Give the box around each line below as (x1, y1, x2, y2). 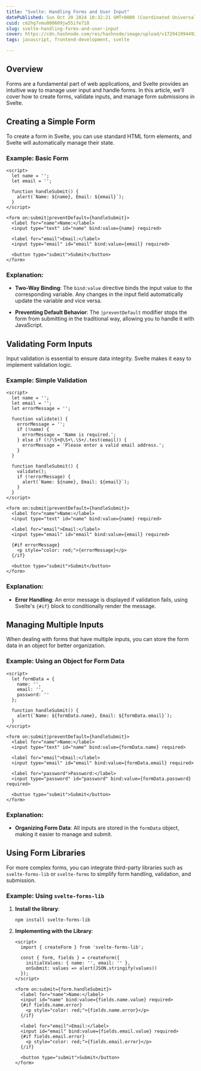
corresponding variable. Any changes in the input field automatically (14, 291, 184, 298)
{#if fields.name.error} (20, 1002, 83, 1009)
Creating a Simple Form (6, 116, 96, 127)
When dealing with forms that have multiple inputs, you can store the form (6, 636, 189, 643)
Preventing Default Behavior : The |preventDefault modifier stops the (14, 309, 187, 316)
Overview (6, 64, 44, 74)
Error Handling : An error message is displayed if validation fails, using (14, 596, 188, 603)
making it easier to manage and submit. (14, 831, 112, 838)
